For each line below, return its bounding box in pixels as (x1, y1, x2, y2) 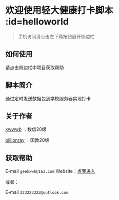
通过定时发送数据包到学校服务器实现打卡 (5, 95, 91, 101)
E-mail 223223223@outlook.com (5, 189, 69, 195)
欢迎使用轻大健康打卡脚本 (5, 5, 114, 16)
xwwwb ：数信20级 (5, 126, 47, 132)
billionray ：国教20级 (5, 137, 50, 143)
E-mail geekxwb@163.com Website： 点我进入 (5, 168, 96, 174)
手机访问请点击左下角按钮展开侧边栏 (17, 33, 95, 39)
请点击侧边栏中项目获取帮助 (5, 64, 64, 71)
